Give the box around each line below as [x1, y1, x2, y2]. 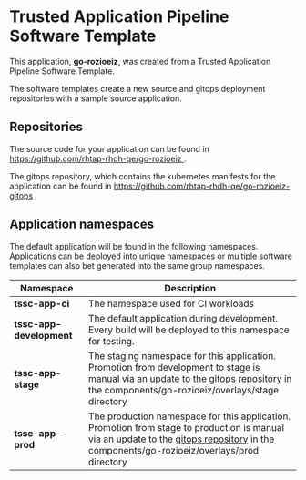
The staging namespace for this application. [87, 349, 276, 362]
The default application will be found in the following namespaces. [9, 240, 259, 251]
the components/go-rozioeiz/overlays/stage [87, 383, 280, 396]
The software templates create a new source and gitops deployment [9, 83, 266, 94]
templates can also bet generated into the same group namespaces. [9, 260, 266, 271]
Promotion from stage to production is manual [87, 421, 285, 434]
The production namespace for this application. [87, 410, 291, 423]
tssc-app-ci [14, 297, 70, 310]
